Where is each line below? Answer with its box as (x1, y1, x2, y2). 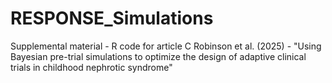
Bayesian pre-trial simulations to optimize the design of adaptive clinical (10, 50, 307, 62)
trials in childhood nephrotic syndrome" (10, 61, 173, 73)
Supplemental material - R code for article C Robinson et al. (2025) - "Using (10, 40, 322, 52)
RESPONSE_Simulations (10, 7, 214, 30)
